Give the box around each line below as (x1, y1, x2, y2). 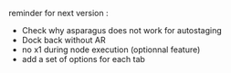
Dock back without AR (21, 35, 106, 45)
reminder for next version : (8, 8, 109, 18)
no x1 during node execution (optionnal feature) (21, 44, 201, 55)
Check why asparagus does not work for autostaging (21, 25, 222, 35)
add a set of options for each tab (21, 54, 145, 64)
